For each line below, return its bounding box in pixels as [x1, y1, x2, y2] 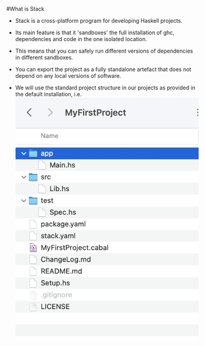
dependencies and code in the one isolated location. [15, 36, 148, 42]
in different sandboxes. [15, 54, 73, 61]
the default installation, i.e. [15, 91, 82, 97]
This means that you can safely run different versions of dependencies [15, 47, 193, 55]
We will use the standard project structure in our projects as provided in [15, 84, 195, 91]
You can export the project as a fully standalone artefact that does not [15, 66, 192, 73]
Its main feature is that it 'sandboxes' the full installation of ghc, [15, 29, 175, 36]
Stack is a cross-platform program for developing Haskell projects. [15, 17, 183, 24]
